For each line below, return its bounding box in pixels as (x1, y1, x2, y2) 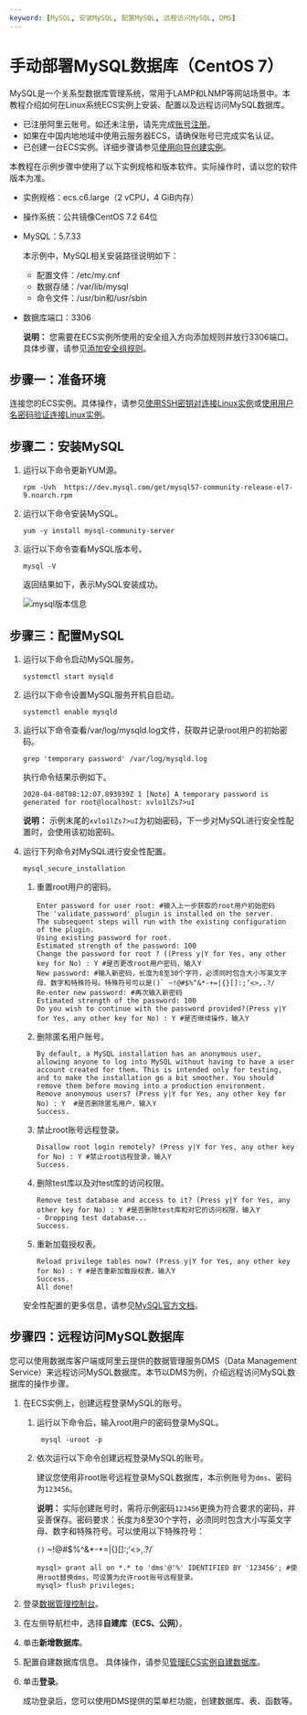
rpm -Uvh (22, 483, 57, 492)
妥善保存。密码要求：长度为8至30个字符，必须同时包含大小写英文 (36, 1514, 284, 1525)
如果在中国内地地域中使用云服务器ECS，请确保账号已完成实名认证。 (22, 130, 280, 141)
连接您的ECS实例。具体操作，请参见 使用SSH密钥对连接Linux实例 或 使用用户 (9, 398, 294, 409)
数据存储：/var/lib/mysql (36, 281, 129, 292)
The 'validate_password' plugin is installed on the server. (36, 909, 274, 918)
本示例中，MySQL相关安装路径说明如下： (22, 250, 179, 261)
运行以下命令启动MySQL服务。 (22, 654, 139, 664)
